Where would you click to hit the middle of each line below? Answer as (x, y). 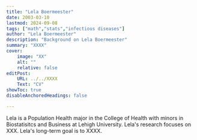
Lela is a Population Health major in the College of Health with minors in (95, 118)
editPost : (19, 73)
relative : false (38, 68)
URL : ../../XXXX (38, 79)
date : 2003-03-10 (28, 17)
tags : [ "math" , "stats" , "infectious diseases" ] (65, 29)
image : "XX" (32, 56)
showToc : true (24, 90)
